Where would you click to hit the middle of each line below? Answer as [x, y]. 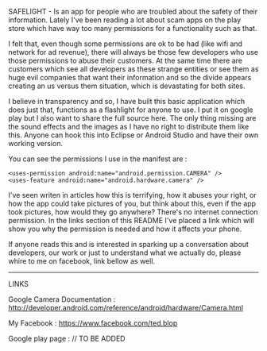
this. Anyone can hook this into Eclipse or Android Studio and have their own [133, 135]
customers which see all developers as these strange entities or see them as [133, 69]
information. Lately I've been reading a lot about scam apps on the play [125, 20]
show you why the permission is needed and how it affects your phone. [125, 229]
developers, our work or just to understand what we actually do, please [125, 253]
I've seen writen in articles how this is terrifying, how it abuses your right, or [132, 195]
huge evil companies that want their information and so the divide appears [130, 77]
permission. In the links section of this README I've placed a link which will [131, 220]
